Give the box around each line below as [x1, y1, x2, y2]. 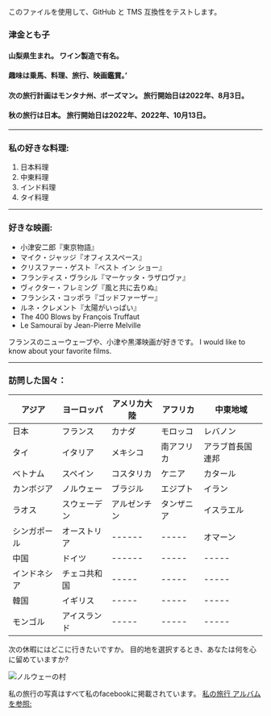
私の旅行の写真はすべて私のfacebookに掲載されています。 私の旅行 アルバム [8, 689, 261, 698]
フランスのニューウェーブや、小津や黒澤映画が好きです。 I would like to [8, 337, 246, 347]
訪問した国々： [8, 375, 67, 386]
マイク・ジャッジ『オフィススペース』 [19, 252, 147, 262]
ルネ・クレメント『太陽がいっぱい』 [19, 302, 141, 312]
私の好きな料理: [8, 142, 69, 153]
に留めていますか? [8, 654, 69, 664]
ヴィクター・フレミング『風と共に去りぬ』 [19, 282, 162, 292]
